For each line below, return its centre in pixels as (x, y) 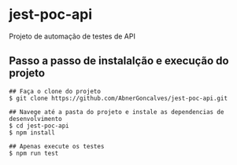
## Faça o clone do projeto (55, 91)
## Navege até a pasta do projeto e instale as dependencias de (117, 112)
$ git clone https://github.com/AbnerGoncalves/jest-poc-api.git (118, 98)
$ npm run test (34, 153)
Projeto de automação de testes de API (72, 36)
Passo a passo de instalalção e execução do (119, 61)
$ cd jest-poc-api (39, 126)
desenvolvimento (35, 119)
